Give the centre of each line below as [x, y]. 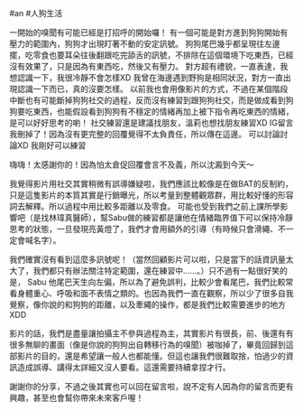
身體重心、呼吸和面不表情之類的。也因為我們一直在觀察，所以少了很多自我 [155, 293]
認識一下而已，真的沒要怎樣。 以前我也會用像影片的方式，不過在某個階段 [152, 89]
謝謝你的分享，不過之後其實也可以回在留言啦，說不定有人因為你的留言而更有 [151, 386]
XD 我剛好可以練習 [51, 145]
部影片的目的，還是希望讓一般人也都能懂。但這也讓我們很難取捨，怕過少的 [147, 356]
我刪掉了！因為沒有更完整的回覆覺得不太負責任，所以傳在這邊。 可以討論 [145, 134]
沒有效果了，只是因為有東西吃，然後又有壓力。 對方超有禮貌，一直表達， [145, 66]
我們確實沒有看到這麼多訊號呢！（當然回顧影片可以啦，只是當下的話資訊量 [147, 259]
